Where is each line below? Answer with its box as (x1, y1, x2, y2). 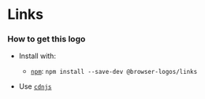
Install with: (18, 51, 57, 60)
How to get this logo (7, 34, 86, 45)
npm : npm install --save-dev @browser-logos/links (30, 67, 198, 76)
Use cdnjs (18, 82, 52, 91)
